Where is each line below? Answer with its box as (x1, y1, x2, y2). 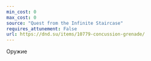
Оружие (6, 48, 27, 55)
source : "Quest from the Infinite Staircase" (6, 20, 123, 26)
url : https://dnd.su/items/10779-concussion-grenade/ (6, 31, 146, 37)
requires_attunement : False (6, 25, 78, 32)
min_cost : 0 (6, 8, 36, 15)
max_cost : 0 (6, 14, 36, 21)
